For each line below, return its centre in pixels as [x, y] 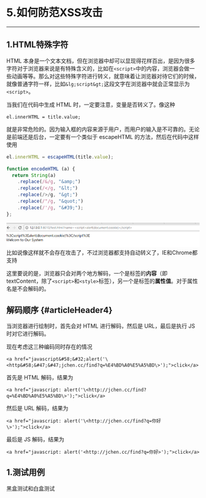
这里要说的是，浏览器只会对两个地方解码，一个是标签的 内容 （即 [87, 274]
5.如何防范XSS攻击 [55, 13]
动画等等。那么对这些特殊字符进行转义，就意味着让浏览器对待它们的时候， [105, 76]
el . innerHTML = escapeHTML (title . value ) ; [60, 157]
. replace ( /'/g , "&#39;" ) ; [51, 207]
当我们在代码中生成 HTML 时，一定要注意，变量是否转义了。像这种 [91, 105]
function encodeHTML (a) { [41, 169]
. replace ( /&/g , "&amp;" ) [49, 182]
